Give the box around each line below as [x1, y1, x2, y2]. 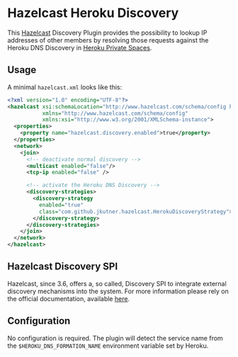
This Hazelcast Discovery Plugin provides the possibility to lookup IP [7, 28, 208, 37]
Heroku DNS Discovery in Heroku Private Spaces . [7, 43, 152, 52]
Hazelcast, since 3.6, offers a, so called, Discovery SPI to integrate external [7, 279, 227, 288]
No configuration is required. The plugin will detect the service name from [7, 334, 223, 342]
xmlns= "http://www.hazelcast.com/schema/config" [42, 110, 189, 117]
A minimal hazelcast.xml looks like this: [7, 83, 123, 91]
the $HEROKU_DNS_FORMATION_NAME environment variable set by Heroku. [7, 341, 209, 350]
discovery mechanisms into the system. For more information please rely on [7, 287, 229, 295]
